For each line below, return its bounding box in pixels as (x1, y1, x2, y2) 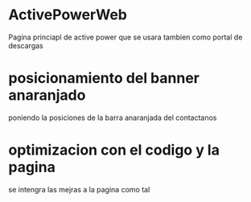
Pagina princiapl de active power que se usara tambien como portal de (8, 32, 243, 42)
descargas (8, 40, 43, 50)
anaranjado (8, 86, 86, 105)
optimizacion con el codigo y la (8, 141, 220, 159)
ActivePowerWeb (8, 6, 127, 24)
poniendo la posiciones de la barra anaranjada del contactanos (8, 113, 217, 122)
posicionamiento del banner (8, 69, 200, 88)
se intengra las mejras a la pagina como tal (8, 184, 150, 194)
